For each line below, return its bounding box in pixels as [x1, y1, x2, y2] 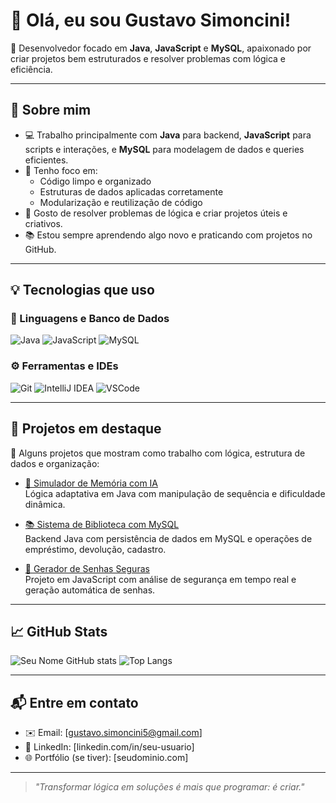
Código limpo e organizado [39, 175, 152, 187]
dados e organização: [10, 457, 100, 469]
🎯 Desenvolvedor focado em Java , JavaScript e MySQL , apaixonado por [10, 42, 312, 54]
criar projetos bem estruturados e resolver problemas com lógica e [10, 52, 287, 64]
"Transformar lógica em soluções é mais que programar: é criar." [34, 781, 305, 793]
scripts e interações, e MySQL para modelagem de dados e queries [24, 143, 305, 155]
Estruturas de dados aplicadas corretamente [39, 185, 224, 198]
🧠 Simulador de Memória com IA [24, 477, 159, 489]
